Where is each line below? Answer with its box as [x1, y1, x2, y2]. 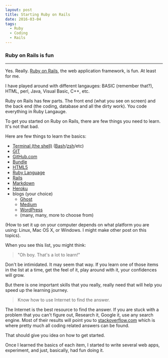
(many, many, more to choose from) [19, 212, 94, 218]
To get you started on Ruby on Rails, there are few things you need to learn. [5, 118, 161, 124]
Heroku [12, 186, 28, 192]
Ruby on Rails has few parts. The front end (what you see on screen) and [5, 98, 156, 104]
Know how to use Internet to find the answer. [17, 297, 110, 303]
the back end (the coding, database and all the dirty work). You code [5, 103, 147, 109]
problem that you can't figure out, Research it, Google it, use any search [5, 312, 153, 318]
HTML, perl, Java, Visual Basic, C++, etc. [5, 88, 90, 94]
